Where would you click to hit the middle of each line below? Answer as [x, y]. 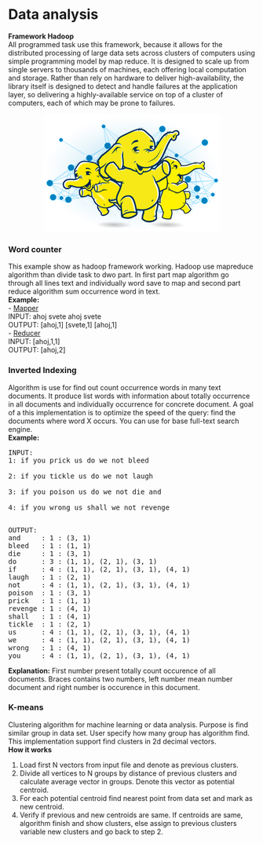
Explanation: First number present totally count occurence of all [112, 670]
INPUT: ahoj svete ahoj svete [55, 316]
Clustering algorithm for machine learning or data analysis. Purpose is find [128, 725]
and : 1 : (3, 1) [50, 538]
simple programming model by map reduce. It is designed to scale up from [129, 61]
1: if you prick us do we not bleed [79, 460]
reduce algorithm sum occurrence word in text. [84, 291]
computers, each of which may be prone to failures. [92, 103]
